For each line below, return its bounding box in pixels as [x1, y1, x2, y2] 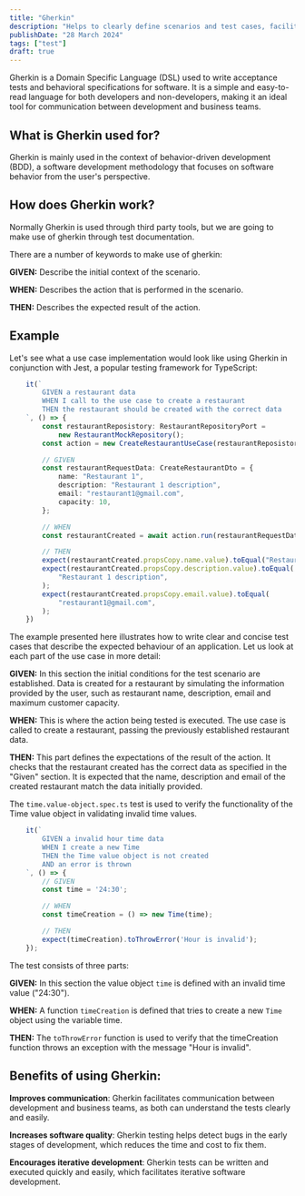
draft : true [9, 47, 54, 56]
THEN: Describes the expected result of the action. [9, 301, 202, 312]
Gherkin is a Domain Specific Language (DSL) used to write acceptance [9, 72, 279, 83]
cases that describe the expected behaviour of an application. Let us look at [9, 641, 294, 652]
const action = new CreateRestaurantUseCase [42, 439, 213, 448]
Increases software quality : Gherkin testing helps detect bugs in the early [9, 1130, 288, 1140]
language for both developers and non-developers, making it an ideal [28, 92, 288, 103]
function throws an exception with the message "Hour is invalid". [9, 1041, 251, 1052]
